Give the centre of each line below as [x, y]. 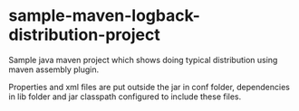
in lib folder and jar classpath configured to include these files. [125, 97]
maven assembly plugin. [54, 69]
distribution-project [84, 35]
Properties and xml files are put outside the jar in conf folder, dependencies [149, 87]
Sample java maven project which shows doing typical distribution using [143, 60]
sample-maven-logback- [105, 16]
